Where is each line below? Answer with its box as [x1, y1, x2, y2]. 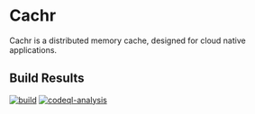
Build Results [9, 71, 85, 86]
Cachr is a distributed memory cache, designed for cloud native [9, 35, 246, 46]
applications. [9, 44, 57, 55]
